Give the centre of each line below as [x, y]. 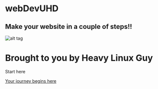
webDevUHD [32, 9]
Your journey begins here [31, 81]
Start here [15, 71]
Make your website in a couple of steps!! [69, 27]
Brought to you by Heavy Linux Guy [79, 58]
